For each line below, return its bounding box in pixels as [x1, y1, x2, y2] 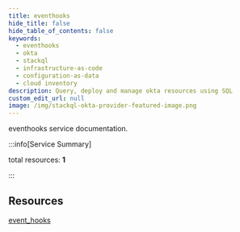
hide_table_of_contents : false [8, 27, 114, 35]
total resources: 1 [8, 155, 66, 165]
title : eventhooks [8, 11, 70, 20]
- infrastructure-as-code [15, 64, 103, 72]
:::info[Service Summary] [8, 139, 92, 149]
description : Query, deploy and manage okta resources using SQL [8, 86, 233, 95]
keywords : [8, 34, 42, 43]
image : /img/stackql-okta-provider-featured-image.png [8, 101, 197, 110]
